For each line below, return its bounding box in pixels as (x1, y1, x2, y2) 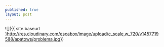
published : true (5, 7, 39, 12)
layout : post (5, 12, 32, 17)
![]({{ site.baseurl (5, 25, 40, 31)
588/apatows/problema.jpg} (5, 36, 63, 42)
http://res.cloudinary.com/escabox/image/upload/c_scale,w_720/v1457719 (6, 31, 159, 37)
